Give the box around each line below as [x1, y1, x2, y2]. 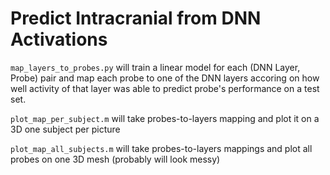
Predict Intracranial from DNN [10, 7, 262, 30]
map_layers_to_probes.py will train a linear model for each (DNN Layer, [10, 61, 301, 73]
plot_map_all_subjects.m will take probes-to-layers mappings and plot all [10, 142, 313, 154]
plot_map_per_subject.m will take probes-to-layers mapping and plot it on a [10, 112, 320, 124]
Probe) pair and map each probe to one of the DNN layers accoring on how [10, 72, 320, 84]
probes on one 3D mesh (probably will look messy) [10, 153, 221, 165]
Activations [10, 28, 108, 51]
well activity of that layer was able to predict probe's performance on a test [10, 82, 320, 94]
